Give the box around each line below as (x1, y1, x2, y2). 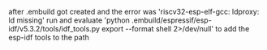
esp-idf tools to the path (8, 32, 89, 42)
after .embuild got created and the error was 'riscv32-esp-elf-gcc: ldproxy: (8, 7, 260, 16)
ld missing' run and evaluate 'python (8, 15, 130, 25)
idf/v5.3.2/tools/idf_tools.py (8, 24, 100, 33)
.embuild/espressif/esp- (131, 15, 213, 25)
